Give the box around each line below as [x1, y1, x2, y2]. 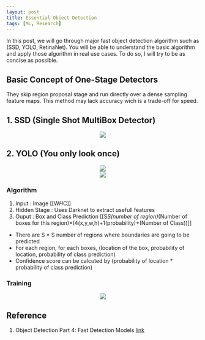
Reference [6, 310, 47, 320]
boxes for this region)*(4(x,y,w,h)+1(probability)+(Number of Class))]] [15, 219, 192, 227]
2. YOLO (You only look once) [6, 148, 121, 159]
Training [6, 279, 32, 288]
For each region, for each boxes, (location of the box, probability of [15, 244, 185, 252]
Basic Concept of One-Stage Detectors [6, 74, 158, 85]
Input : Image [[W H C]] [15, 200, 72, 207]
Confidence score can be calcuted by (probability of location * [15, 257, 173, 265]
